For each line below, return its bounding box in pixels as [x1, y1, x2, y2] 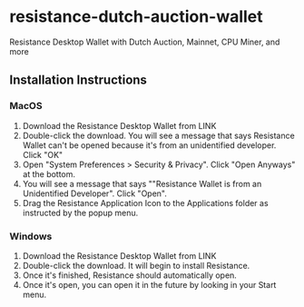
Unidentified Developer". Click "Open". [22, 188, 168, 199]
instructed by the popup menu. [22, 207, 139, 218]
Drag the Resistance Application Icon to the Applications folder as [22, 197, 270, 208]
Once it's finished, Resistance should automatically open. [22, 270, 238, 281]
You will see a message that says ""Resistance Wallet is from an [22, 178, 262, 189]
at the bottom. [22, 168, 75, 179]
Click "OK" [22, 149, 64, 160]
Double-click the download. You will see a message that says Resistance [22, 130, 295, 141]
